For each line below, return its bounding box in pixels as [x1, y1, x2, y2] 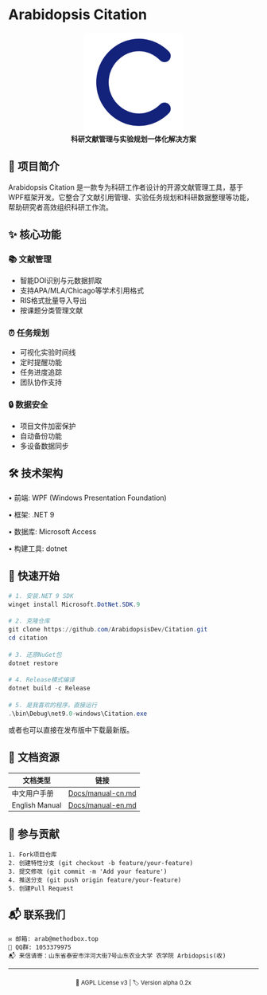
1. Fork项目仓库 [8, 851, 57, 859]
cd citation [8, 634, 48, 643]
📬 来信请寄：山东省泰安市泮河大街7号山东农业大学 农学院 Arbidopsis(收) [8, 951, 226, 960]
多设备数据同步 [19, 441, 69, 451]
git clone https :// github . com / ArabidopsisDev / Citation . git [8, 626, 208, 634]
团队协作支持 [19, 377, 62, 387]
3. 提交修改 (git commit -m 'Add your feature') [8, 867, 168, 875]
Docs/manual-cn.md [68, 788, 137, 798]
